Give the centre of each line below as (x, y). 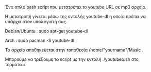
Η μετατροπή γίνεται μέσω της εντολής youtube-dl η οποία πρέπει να (75, 16)
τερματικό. (16, 64)
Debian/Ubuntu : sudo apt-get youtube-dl (47, 31)
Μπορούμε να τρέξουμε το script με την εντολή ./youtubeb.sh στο (72, 59)
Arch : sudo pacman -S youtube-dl (40, 40)
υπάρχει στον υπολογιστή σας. (36, 22)
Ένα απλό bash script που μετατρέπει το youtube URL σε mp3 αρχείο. (76, 7)
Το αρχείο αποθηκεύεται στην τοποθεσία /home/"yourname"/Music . (74, 50)
